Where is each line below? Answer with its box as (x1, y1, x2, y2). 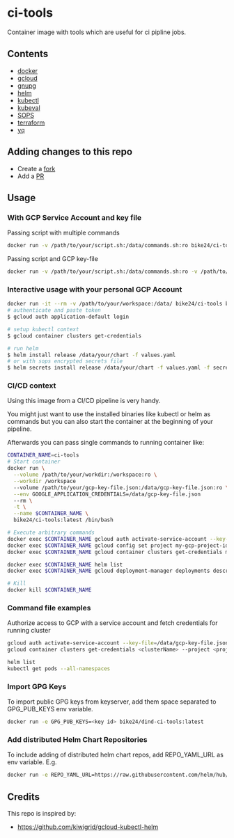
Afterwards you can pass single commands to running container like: (7, 438, 204, 447)
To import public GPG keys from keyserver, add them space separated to (7, 697, 217, 706)
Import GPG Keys (7, 681, 67, 691)
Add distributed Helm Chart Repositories (7, 734, 148, 744)
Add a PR (17, 172, 45, 180)
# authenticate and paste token (7, 307, 101, 314)
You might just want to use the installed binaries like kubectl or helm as (7, 410, 211, 418)
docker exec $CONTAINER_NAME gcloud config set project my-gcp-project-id (7, 541, 229, 549)
